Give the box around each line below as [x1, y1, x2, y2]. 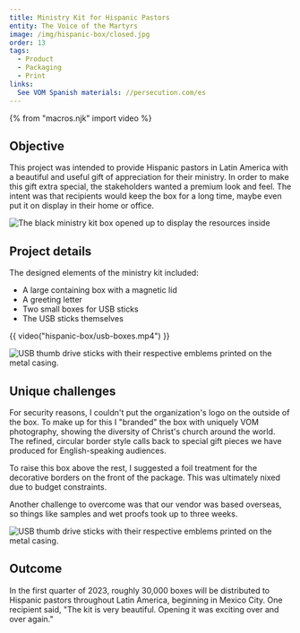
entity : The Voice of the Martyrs [9, 21, 139, 30]
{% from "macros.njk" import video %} [9, 113, 152, 124]
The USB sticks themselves [21, 313, 124, 324]
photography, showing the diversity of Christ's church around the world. [9, 426, 276, 437]
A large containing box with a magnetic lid [21, 285, 177, 295]
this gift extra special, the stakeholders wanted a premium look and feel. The [9, 181, 292, 192]
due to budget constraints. [9, 481, 107, 492]
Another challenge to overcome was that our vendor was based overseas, [9, 499, 282, 509]
